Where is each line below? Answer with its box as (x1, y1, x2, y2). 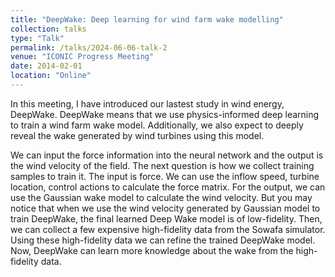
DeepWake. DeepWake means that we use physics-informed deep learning (10, 108, 320, 120)
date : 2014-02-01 (10, 61, 83, 71)
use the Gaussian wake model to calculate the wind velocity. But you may (10, 191, 313, 203)
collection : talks (10, 24, 87, 34)
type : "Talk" (10, 33, 65, 43)
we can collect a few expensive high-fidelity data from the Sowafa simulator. (10, 223, 326, 235)
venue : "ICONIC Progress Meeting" (10, 52, 155, 62)
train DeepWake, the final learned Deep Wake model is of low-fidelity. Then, (10, 212, 323, 225)
